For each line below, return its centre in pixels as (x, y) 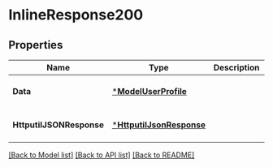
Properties (36, 45)
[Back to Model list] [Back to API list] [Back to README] (102, 155)
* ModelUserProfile (149, 91)
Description (236, 68)
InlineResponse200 (76, 15)
